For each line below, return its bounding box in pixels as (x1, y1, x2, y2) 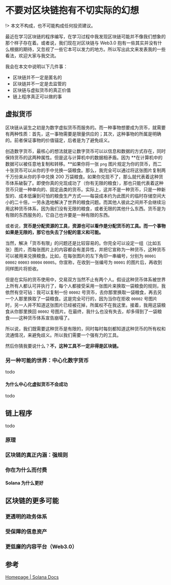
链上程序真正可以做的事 (12, 93, 62, 100)
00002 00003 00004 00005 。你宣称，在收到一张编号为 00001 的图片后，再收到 (5, 259, 162, 265)
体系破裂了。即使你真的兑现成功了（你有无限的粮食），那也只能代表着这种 (9, 180, 164, 186)
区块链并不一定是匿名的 (12, 74, 62, 80)
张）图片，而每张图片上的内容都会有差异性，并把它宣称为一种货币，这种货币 (5, 246, 166, 252)
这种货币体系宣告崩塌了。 (18, 315, 72, 321)
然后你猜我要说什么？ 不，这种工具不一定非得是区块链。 (5, 343, 121, 349)
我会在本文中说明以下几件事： (5, 63, 68, 69)
